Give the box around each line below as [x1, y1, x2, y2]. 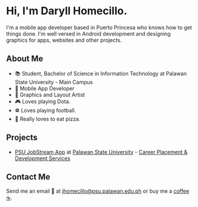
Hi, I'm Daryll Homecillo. [6, 4, 127, 18]
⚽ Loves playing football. [14, 106, 76, 114]
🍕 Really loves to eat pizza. [14, 115, 81, 123]
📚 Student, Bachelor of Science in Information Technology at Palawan [14, 70, 187, 77]
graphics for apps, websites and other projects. [6, 36, 122, 43]
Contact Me [6, 171, 50, 182]
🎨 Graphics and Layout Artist [14, 91, 85, 98]
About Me [6, 54, 43, 64]
